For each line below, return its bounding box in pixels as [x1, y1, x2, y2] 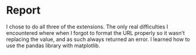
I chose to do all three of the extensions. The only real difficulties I [6, 23, 169, 30]
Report [6, 4, 41, 17]
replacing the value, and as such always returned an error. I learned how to [6, 35, 191, 43]
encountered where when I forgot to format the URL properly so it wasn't [6, 29, 185, 36]
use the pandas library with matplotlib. [6, 42, 100, 49]
